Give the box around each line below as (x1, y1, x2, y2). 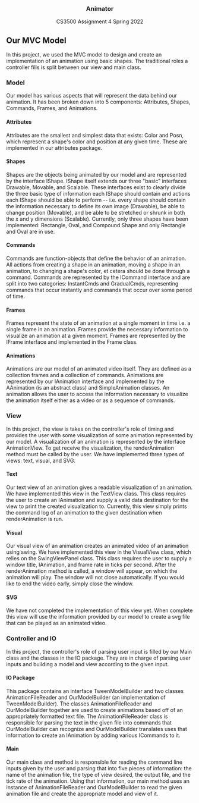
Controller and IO (6, 635, 56, 643)
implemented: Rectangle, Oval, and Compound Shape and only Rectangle (6, 221, 186, 228)
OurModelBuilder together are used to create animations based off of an (6, 706, 183, 713)
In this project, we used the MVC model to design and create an (6, 51, 162, 58)
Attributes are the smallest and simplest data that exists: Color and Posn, (6, 131, 184, 139)
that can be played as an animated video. (6, 620, 107, 627)
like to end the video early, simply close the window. (6, 580, 134, 587)
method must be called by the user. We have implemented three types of (6, 450, 184, 457)
